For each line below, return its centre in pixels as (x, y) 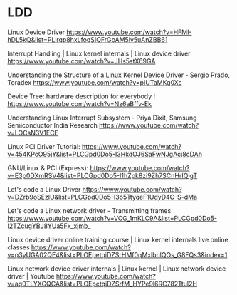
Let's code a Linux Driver (44, 189)
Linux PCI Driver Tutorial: (44, 146)
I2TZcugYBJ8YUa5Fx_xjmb (48, 226)
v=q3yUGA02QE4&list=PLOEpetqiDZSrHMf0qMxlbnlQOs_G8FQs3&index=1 (117, 254)
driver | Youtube (31, 276)
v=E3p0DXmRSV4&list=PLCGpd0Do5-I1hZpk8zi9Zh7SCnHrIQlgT (102, 175)
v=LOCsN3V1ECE (33, 133)
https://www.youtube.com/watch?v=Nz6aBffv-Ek (79, 103)
